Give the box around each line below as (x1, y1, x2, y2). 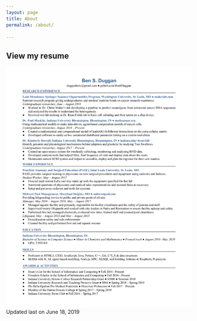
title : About (6, 15, 38, 22)
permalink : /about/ (6, 22, 54, 28)
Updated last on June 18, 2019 (6, 308, 80, 315)
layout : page (6, 9, 38, 15)
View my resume (6, 51, 69, 61)
